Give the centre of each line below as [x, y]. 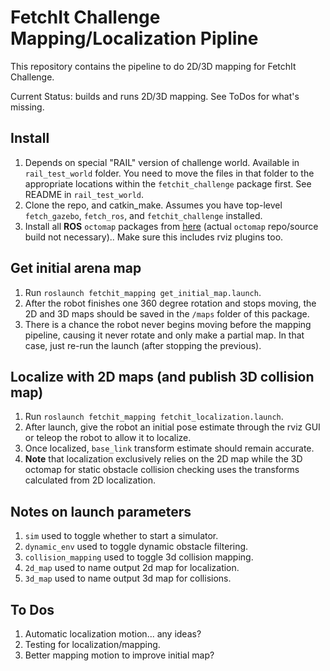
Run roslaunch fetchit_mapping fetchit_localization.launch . [154, 417]
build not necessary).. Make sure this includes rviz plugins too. [154, 237]
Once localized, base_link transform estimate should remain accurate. [169, 448]
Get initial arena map [76, 268]
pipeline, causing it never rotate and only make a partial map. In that [164, 335]
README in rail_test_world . [84, 194]
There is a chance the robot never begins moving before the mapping [168, 324]
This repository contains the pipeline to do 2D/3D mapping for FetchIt [153, 66]
